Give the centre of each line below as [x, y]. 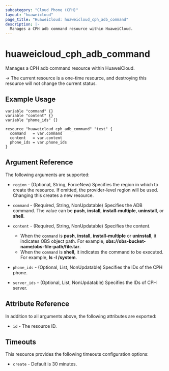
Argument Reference [39, 163]
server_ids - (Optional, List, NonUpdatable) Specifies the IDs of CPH [84, 282]
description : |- [22, 24]
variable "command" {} [29, 111]
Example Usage [31, 99]
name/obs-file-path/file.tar [50, 246]
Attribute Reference [37, 304]
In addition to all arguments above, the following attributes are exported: [81, 316]
